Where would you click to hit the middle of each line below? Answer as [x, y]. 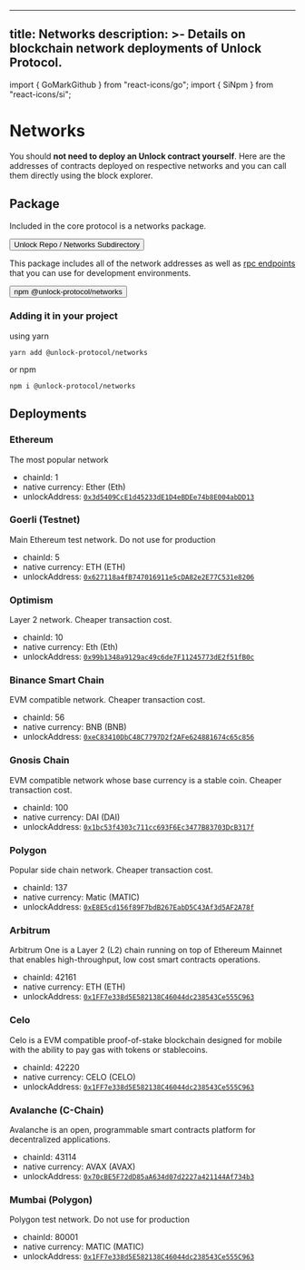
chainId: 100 [45, 807]
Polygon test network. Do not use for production [100, 1220]
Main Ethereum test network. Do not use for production [113, 539]
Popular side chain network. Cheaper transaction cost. [111, 870]
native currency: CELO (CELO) [79, 1077]
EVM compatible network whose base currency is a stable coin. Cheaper [146, 780]
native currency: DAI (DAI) [71, 817]
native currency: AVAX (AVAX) [79, 1167]
